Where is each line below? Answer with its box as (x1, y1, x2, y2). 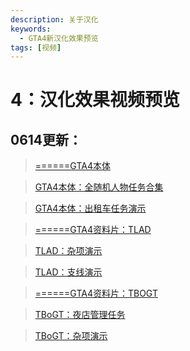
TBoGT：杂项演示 (34, 330, 108, 342)
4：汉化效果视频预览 (10, 89, 180, 111)
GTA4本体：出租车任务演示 (34, 202, 147, 215)
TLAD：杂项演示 (34, 245, 103, 257)
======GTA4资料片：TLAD (34, 224, 152, 236)
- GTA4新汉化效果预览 (19, 33, 99, 43)
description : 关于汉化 (10, 14, 99, 25)
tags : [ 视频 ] (10, 42, 62, 53)
